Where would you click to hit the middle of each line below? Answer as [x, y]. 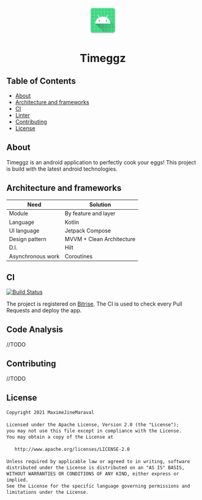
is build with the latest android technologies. [62, 169]
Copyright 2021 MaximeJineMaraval [50, 413]
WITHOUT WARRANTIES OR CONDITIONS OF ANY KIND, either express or [93, 474]
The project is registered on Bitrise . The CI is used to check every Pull [94, 304]
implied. [17, 480]
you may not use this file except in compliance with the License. [94, 431]
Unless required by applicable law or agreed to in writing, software [98, 462]
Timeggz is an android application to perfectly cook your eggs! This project [101, 162]
